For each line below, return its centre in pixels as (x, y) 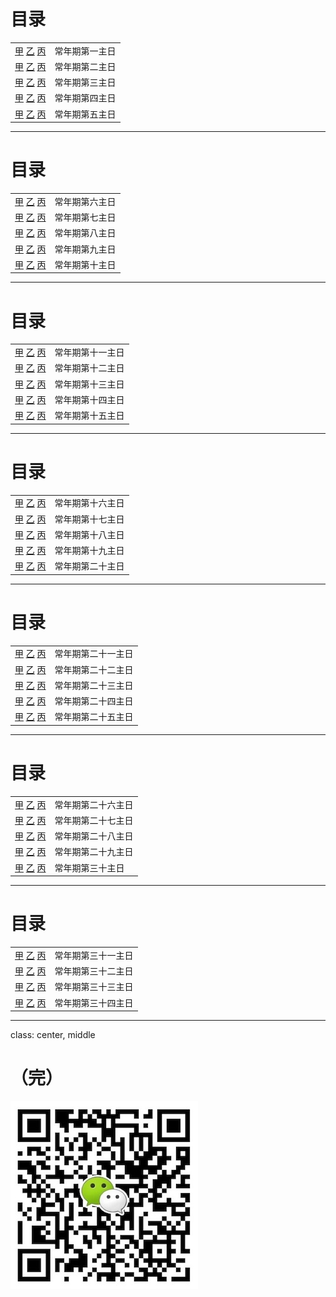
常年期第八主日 (85, 233)
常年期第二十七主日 (94, 820)
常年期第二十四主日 (94, 701)
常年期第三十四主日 (94, 1002)
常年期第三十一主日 (94, 955)
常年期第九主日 (85, 249)
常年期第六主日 (85, 201)
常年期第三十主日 (89, 867)
